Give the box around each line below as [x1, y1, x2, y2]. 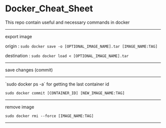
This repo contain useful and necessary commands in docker [5, 19, 130, 25]
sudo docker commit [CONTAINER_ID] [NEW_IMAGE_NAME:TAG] [5, 90, 125, 95]
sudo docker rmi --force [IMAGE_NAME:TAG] [5, 113, 94, 119]
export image [5, 33, 32, 40]
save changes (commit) [5, 67, 53, 73]
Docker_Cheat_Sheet [5, 3, 93, 14]
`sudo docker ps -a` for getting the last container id [5, 81, 110, 87]
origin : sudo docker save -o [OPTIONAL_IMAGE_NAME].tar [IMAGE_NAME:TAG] [5, 43, 158, 49]
